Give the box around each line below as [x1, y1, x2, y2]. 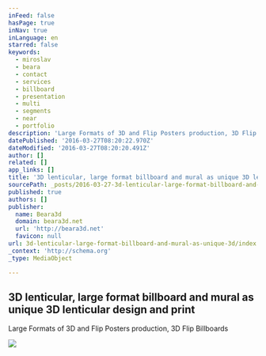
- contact [15, 70, 47, 78]
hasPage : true [8, 19, 55, 27]
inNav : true [8, 26, 47, 34]
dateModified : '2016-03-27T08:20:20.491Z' [8, 144, 150, 152]
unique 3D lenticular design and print [8, 302, 196, 316]
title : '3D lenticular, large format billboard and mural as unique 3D [8, 173, 249, 182]
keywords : [8, 48, 41, 56]
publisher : [8, 203, 44, 210]
